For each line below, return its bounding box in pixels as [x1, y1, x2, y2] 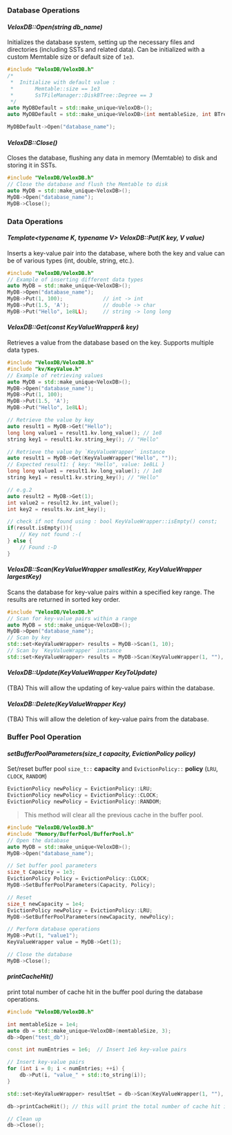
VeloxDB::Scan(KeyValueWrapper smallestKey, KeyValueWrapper [7, 565, 202, 573]
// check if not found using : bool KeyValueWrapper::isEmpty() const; [7, 518, 217, 525]
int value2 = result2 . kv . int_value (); [7, 499, 119, 506]
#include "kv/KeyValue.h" [7, 365, 81, 372]
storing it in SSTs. [7, 161, 57, 169]
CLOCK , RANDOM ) [7, 772, 47, 781]
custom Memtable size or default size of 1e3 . [7, 53, 135, 61]
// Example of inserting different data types [7, 276, 144, 283]
